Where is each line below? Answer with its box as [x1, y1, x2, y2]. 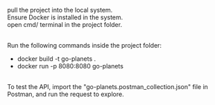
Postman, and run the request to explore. [7, 90, 124, 98]
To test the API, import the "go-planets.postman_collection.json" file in [7, 83, 208, 90]
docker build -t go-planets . [17, 55, 96, 63]
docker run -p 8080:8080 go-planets [17, 62, 123, 70]
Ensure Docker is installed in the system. [7, 13, 123, 21]
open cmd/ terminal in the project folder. [7, 21, 123, 28]
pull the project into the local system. [7, 6, 113, 14]
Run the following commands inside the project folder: [7, 41, 162, 49]
